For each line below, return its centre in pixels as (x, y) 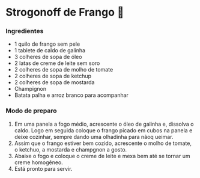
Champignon (30, 89)
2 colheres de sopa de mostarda (54, 82)
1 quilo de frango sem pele (47, 44)
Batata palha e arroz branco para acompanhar (71, 95)
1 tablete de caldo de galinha (50, 51)
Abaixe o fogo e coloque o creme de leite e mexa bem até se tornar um (102, 156)
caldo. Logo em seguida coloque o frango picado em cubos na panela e (103, 130)
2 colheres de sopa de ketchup (53, 76)
